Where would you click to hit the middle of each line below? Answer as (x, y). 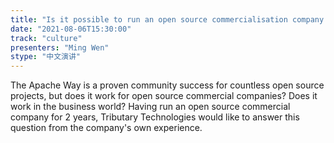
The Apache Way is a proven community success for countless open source (167, 85)
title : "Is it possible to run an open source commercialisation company (167, 19)
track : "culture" (46, 38)
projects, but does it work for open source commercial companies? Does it (164, 96)
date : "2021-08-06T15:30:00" (71, 29)
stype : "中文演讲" (46, 57)
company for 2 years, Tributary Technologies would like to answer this (155, 117)
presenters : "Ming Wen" (60, 47)
